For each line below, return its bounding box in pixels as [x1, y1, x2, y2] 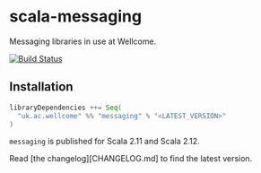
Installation [9, 79, 74, 95]
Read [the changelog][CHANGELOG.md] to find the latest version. [9, 153, 253, 164]
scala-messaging [9, 6, 142, 27]
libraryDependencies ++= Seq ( [9, 103, 123, 112]
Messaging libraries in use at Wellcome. [9, 36, 157, 47]
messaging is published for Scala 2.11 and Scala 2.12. [9, 136, 200, 147]
